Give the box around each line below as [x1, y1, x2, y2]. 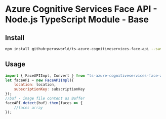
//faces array [14, 105, 43, 110]
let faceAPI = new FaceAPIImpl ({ [5, 78, 74, 83]
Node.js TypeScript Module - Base [5, 14, 149, 25]
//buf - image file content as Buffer [5, 96, 85, 101]
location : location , [14, 82, 56, 87]
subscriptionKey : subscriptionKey [14, 87, 85, 92]
